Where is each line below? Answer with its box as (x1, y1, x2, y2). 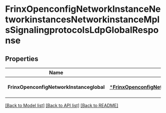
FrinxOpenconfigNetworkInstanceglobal (7, 84, 105, 90)
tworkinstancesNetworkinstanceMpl (5, 14, 160, 25)
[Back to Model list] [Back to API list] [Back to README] (5, 103, 119, 108)
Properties (5, 54, 39, 63)
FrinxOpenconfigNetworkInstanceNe (5, 3, 161, 15)
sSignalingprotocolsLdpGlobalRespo (5, 25, 159, 36)
